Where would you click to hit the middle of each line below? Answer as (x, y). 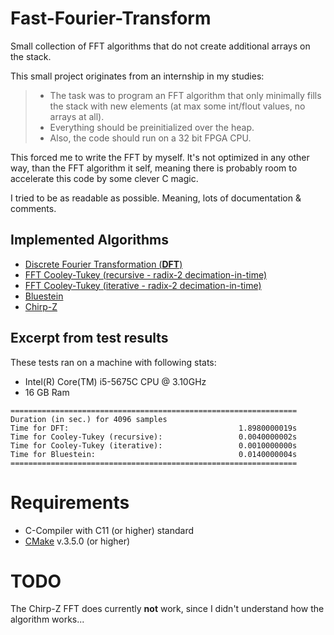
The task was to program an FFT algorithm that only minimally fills (185, 95)
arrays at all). (77, 116)
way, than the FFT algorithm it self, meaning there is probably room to (154, 168)
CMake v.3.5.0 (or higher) (77, 541)
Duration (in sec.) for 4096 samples (89, 419)
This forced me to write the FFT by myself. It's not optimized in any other (160, 157)
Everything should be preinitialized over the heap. (152, 127)
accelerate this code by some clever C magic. (104, 178)
